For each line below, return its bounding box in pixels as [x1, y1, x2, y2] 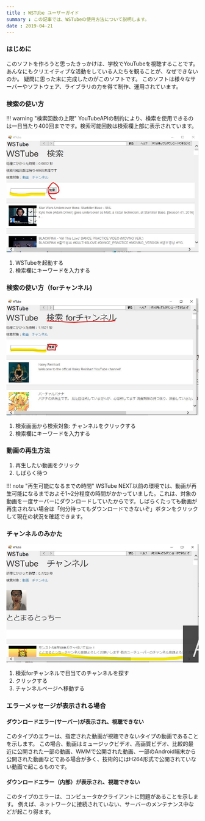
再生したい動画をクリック [15, 462, 80, 469]
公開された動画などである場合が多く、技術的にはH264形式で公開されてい [6, 756, 191, 763]
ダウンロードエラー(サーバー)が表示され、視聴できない [6, 718, 145, 725]
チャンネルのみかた [6, 529, 63, 538]
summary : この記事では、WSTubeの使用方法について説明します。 [6, 16, 149, 23]
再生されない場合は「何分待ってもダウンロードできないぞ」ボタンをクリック [6, 505, 198, 512]
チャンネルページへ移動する [15, 685, 85, 692]
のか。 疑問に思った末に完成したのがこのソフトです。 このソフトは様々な [6, 75, 191, 83]
